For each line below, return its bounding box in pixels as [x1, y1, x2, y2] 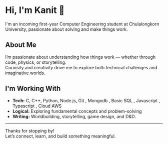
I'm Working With [5, 84, 61, 93]
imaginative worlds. [5, 70, 45, 76]
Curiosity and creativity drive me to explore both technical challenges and [5, 64, 157, 70]
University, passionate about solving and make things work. [5, 26, 128, 32]
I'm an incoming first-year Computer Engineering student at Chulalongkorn [5, 21, 159, 27]
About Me [5, 41, 36, 49]
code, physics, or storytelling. [5, 59, 66, 65]
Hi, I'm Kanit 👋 [5, 4, 65, 16]
